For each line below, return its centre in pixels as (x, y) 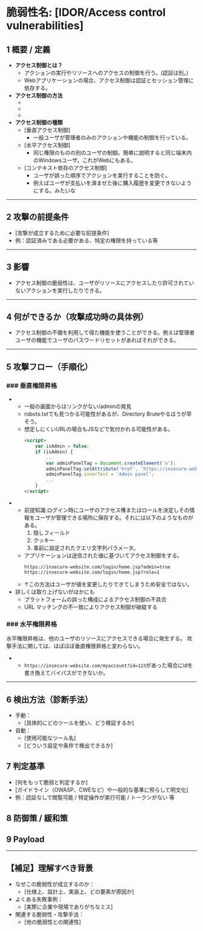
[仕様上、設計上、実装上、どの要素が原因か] (79, 892)
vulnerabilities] (45, 26)
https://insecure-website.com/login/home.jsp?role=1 (92, 572)
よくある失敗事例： (39, 899)
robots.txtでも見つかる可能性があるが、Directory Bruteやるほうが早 (108, 414)
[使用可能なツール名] (50, 738)
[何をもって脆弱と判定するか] (51, 782)
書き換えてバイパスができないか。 (66, 673)
